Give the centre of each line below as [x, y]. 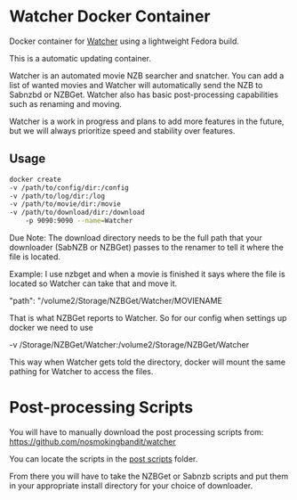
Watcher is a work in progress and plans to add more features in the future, [147, 121]
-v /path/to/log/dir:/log [57, 196]
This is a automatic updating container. [80, 58]
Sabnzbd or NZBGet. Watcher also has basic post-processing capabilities [144, 94]
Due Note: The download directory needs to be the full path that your [136, 238]
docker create [36, 179]
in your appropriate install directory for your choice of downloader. [131, 485]
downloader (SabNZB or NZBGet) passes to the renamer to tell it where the [147, 247]
